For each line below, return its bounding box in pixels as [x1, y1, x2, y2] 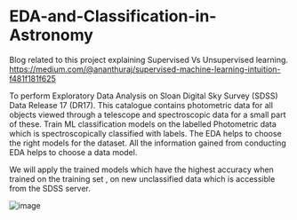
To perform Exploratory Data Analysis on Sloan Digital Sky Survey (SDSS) [9, 90, 278, 101]
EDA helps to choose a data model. [9, 146, 138, 157]
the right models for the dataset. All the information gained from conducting [9, 137, 286, 148]
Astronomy [9, 25, 93, 45]
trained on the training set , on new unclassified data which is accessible [9, 173, 276, 184]
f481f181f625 [9, 73, 56, 83]
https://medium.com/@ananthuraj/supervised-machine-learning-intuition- [9, 64, 282, 75]
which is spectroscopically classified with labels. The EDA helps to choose [9, 128, 282, 138]
